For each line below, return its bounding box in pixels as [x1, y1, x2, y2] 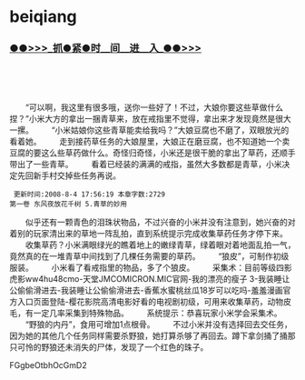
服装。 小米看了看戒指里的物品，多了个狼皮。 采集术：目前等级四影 [9, 262, 292, 274]
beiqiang [9, 6, 77, 27]
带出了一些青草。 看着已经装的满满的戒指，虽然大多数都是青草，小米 [9, 159, 282, 170]
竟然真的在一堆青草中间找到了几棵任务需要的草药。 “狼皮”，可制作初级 [9, 251, 290, 262]
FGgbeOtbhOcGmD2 [9, 360, 88, 371]
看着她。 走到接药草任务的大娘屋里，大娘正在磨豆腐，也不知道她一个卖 [9, 136, 290, 147]
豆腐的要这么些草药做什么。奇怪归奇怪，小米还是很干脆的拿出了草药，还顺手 [9, 147, 296, 158]
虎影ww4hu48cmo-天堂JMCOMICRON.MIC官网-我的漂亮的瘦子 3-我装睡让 [9, 274, 290, 285]
